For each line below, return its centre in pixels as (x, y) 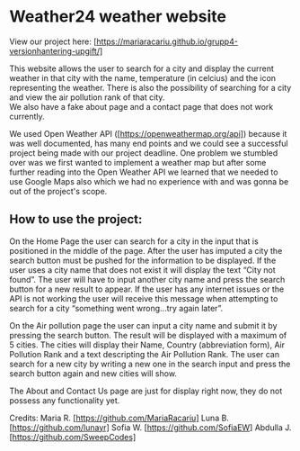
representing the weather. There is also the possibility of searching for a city (150, 87)
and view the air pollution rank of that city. (87, 97)
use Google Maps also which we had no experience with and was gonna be (149, 181)
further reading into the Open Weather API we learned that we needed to (144, 172)
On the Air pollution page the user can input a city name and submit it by (143, 325)
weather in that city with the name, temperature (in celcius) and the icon (143, 77)
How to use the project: (76, 219)
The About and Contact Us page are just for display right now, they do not (146, 391)
